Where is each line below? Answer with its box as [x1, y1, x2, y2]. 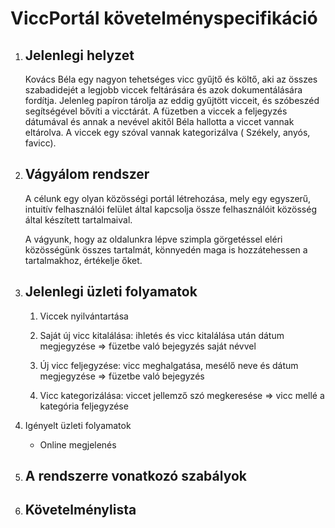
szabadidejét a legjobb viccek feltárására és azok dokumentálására [24, 84, 303, 96]
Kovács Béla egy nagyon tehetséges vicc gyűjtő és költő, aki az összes [24, 73, 318, 85]
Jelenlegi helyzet [24, 47, 135, 64]
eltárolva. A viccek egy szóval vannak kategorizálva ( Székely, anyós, [24, 127, 311, 138]
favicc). [24, 137, 57, 149]
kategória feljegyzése [39, 400, 129, 412]
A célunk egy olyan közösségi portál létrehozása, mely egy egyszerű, [24, 192, 312, 204]
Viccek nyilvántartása [39, 310, 129, 322]
